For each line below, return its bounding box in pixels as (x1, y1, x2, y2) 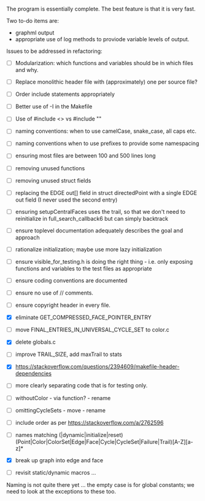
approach (15, 234, 40, 241)
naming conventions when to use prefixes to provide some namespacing (15, 140, 199, 147)
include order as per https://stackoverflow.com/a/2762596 (15, 419, 164, 426)
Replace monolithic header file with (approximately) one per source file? (15, 78, 198, 85)
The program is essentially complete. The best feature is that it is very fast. (6, 6, 196, 12)
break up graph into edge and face (15, 456, 103, 464)
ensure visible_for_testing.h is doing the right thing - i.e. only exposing (15, 258, 193, 265)
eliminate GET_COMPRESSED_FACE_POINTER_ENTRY (15, 314, 152, 322)
